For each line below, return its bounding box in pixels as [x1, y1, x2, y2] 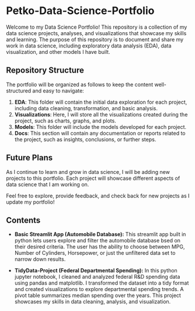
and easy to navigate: [32, 87, 85, 94]
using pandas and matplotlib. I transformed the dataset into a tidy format [14, 279, 189, 286]
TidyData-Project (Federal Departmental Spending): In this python [14, 267, 178, 274]
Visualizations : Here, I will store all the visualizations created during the [14, 111, 188, 118]
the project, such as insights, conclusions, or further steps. [14, 136, 156, 143]
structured [6, 87, 32, 94]
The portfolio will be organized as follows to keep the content [6, 81, 154, 88]
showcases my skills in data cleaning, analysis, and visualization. [14, 298, 171, 305]
